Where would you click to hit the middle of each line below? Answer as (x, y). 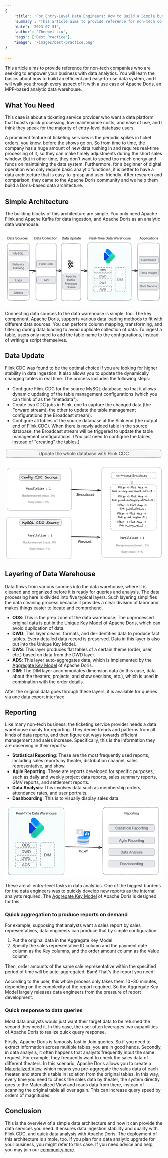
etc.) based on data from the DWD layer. (54, 655)
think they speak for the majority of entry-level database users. (70, 128)
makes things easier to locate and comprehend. (54, 608)
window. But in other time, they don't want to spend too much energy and (81, 159)
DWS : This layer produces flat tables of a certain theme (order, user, (83, 649)
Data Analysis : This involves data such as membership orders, (77, 788)
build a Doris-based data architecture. (44, 185)
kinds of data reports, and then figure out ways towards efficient (71, 735)
